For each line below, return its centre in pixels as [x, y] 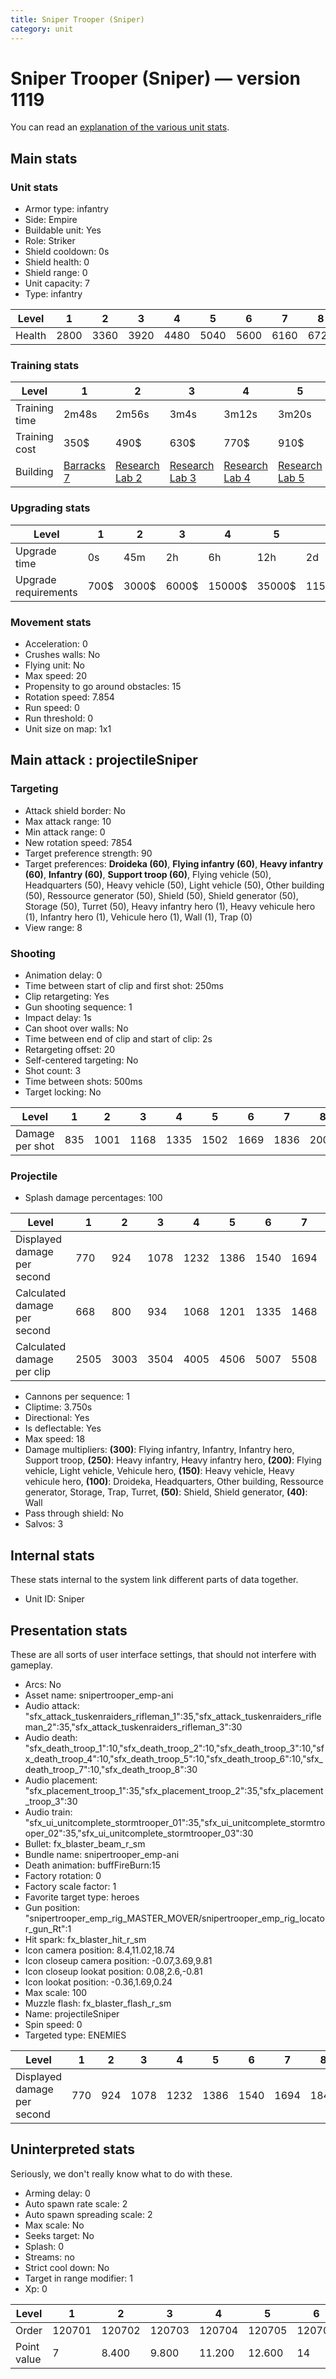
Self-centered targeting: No [81, 1060]
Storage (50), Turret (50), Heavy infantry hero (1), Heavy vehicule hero [170, 906]
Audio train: [48, 1812]
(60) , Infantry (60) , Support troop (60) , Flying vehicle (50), [148, 874]
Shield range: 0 [56, 273]
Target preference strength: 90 [88, 853]
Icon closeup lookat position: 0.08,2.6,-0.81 [113, 1971]
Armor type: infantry [66, 209]
